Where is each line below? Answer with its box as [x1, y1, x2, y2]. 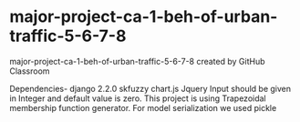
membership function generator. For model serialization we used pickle [9, 102, 277, 113]
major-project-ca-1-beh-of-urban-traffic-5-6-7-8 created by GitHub [9, 56, 266, 66]
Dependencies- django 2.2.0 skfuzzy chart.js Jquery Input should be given [9, 83, 292, 94]
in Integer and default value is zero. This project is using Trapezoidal [9, 93, 266, 104]
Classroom [9, 66, 50, 76]
